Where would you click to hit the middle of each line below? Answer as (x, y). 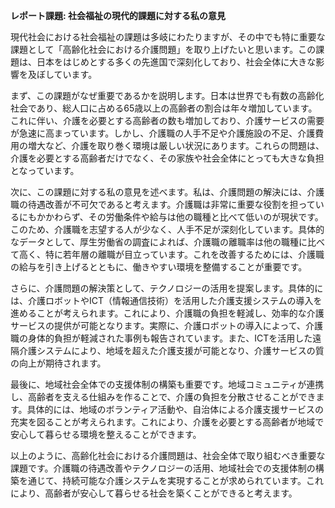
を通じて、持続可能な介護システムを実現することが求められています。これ (171, 480)
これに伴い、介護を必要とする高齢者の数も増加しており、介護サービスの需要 (167, 120)
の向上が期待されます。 (58, 363)
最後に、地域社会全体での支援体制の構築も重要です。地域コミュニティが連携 (167, 384)
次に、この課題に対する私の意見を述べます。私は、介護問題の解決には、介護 (167, 192)
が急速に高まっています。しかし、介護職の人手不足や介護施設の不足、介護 (163, 133)
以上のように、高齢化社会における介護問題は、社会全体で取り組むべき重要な (168, 455)
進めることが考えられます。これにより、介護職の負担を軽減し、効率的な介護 (167, 313)
